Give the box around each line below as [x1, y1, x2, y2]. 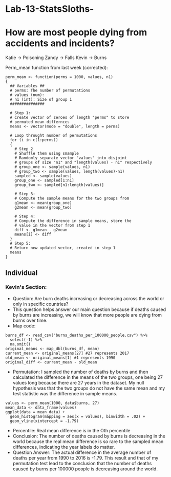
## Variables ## [10, 83, 45, 89]
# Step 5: [10, 241, 31, 246]
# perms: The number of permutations [10, 88, 91, 93]
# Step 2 [14, 146, 33, 152]
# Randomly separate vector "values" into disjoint [14, 155, 127, 161]
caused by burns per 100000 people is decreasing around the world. [12, 466, 158, 472]
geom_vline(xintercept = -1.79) [10, 418, 79, 424]
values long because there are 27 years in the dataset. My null [12, 379, 144, 386]
